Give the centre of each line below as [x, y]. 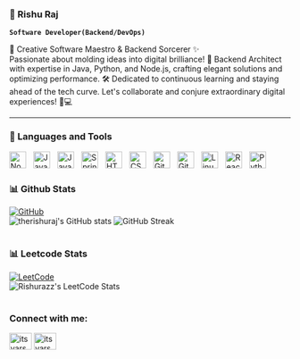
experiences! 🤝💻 [41, 102]
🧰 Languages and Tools [61, 137]
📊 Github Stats [42, 188]
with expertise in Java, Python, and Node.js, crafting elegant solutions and [146, 69]
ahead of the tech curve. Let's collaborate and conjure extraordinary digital [147, 92]
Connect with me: [49, 318]
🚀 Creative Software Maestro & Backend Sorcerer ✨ [104, 49]
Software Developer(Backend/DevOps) [77, 33]
